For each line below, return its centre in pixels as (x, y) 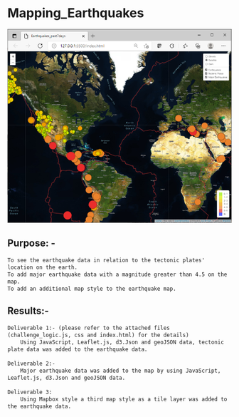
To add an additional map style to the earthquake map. (92, 289)
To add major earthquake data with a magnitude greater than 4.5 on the (117, 275)
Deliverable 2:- (31, 364)
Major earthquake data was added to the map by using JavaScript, (121, 371)
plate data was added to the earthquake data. (78, 350)
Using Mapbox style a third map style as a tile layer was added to (124, 400)
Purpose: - (31, 243)
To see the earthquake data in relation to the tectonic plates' (106, 261)
